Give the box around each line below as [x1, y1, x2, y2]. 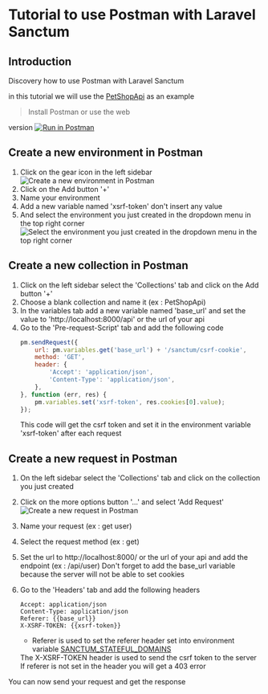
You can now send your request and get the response [8, 677, 186, 687]
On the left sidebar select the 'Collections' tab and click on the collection [19, 473, 261, 483]
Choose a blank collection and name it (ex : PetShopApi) [19, 297, 206, 307]
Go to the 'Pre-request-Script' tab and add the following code [19, 323, 224, 333]
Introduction [8, 55, 72, 68]
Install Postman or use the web [27, 107, 131, 116]
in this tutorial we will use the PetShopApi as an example [8, 92, 195, 101]
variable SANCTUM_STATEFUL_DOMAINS [31, 644, 172, 654]
